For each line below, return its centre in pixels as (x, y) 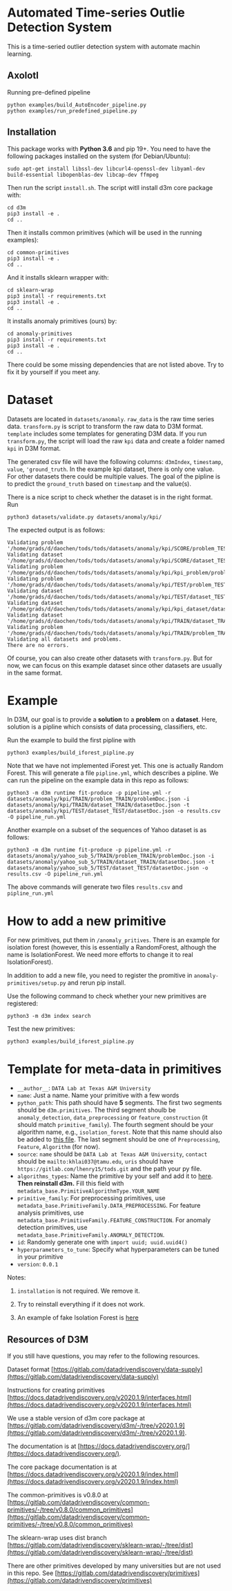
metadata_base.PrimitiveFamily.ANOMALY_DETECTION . (91, 1235)
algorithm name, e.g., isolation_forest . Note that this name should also (119, 1132)
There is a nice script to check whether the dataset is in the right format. (110, 497)
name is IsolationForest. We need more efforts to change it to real (100, 955)
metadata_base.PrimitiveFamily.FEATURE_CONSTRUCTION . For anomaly (114, 1220)
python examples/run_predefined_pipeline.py (72, 111)
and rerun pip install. (97, 983)
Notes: (17, 1277)
